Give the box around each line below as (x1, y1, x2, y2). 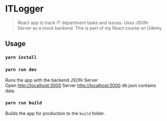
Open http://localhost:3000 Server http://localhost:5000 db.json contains (5, 82, 156, 88)
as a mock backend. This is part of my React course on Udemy (32, 25, 162, 31)
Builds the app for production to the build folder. (5, 110, 105, 116)
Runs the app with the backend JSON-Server (5, 77, 98, 83)
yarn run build (5, 100, 42, 106)
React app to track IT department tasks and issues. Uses (17, 20, 134, 26)
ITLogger (5, 3, 44, 15)
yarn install (5, 55, 37, 60)
